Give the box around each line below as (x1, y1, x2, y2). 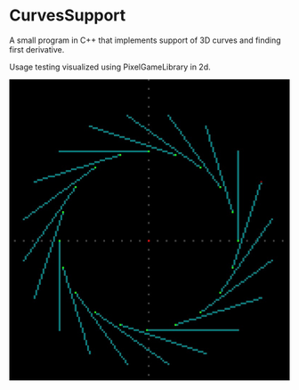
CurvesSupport (9, 5, 126, 26)
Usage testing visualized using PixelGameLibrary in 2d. (9, 61, 211, 72)
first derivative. (9, 44, 65, 54)
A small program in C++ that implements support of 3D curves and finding (9, 35, 282, 45)
